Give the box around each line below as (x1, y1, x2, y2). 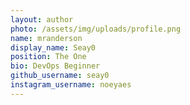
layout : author (10, 14, 74, 25)
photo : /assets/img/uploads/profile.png (10, 24, 182, 34)
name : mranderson (10, 33, 83, 43)
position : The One (10, 52, 87, 62)
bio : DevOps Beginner (10, 61, 101, 71)
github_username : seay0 (10, 71, 110, 81)
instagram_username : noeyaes (10, 80, 132, 90)
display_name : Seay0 (10, 42, 97, 53)
